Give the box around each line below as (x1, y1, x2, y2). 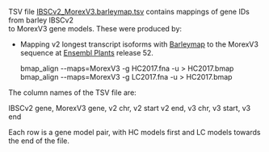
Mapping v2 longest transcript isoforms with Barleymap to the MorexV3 (19, 39, 258, 49)
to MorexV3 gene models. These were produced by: (8, 24, 183, 33)
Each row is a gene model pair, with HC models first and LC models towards (8, 128, 261, 137)
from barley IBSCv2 (8, 15, 74, 25)
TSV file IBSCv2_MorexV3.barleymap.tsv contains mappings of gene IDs (8, 7, 250, 16)
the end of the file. (8, 136, 70, 146)
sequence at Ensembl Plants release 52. (19, 48, 153, 57)
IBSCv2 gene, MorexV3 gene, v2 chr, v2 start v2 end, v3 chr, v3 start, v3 (8, 104, 251, 113)
